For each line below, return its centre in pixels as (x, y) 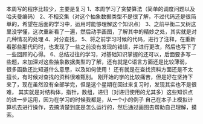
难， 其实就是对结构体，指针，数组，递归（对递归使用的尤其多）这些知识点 (100, 92)
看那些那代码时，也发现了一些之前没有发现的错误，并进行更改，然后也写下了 (101, 47)
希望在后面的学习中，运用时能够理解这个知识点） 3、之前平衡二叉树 (107, 24)
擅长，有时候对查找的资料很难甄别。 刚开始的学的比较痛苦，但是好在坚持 (97, 77)
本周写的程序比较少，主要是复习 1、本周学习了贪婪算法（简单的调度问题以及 (101, 9)
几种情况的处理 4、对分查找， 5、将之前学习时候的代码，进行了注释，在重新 (101, 39)
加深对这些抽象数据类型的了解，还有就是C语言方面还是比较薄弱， (108, 62)
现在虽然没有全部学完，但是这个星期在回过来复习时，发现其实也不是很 (109, 84)
